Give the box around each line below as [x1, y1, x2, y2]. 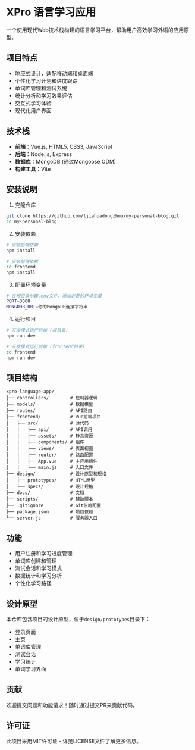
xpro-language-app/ [6, 389, 55, 395]
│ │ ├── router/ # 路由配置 [6, 452, 93, 458]
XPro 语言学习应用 [6, 5, 96, 19]
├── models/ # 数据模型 [6, 401, 93, 408]
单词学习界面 [14, 665, 46, 673]
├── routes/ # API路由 [6, 408, 93, 414]
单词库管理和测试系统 [14, 85, 67, 92]
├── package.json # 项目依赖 [6, 509, 93, 515]
